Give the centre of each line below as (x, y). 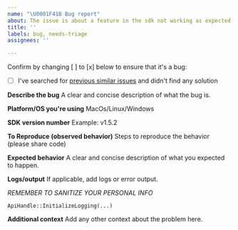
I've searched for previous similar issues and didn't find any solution (118, 81)
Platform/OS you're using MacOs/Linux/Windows (81, 109)
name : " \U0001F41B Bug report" (54, 14)
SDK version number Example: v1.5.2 (62, 122)
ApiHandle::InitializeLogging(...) (60, 206)
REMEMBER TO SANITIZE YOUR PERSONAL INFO (80, 193)
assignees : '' (29, 41)
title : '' (22, 27)
